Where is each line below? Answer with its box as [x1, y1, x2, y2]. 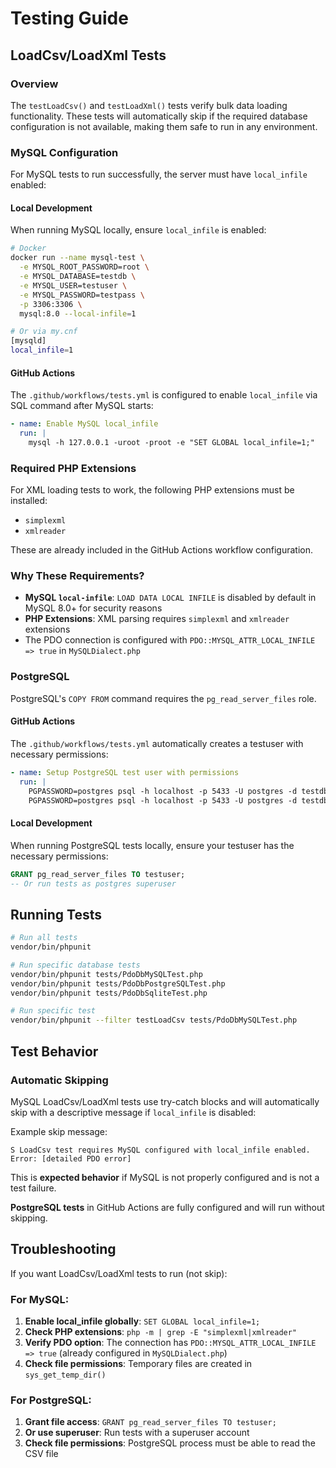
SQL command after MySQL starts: [10, 400, 154, 412]
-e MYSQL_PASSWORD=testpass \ [19, 290, 145, 300]
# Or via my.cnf [10, 327, 78, 337]
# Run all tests [10, 933, 78, 943]
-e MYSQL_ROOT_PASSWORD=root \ [19, 262, 150, 272]
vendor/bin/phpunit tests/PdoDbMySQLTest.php [10, 969, 203, 979]
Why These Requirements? [10, 569, 145, 583]
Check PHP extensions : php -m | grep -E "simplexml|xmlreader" [24, 1325, 298, 1337]
